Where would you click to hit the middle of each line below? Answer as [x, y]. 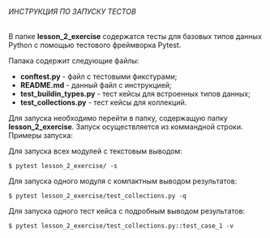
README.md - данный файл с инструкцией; [96, 85]
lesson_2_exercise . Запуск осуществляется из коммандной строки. [126, 127]
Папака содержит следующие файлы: [74, 61]
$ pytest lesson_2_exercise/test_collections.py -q [97, 196]
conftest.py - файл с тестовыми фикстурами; [99, 76]
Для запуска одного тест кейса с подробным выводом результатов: [127, 211]
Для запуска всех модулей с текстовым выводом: [95, 151]
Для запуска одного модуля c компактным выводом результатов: [123, 181]
